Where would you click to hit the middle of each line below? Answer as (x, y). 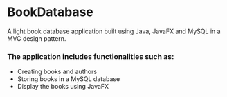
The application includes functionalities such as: (91, 56)
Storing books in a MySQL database (69, 79)
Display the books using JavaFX (63, 87)
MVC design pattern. (37, 38)
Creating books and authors (57, 72)
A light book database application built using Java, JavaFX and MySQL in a (114, 31)
